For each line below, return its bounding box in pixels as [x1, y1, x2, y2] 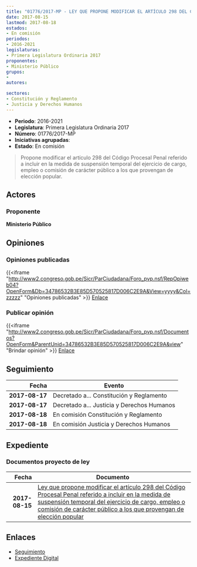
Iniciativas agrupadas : [14, 136, 70, 143]
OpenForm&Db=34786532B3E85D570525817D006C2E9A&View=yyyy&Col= [6, 288, 191, 294]
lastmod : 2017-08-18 [6, 19, 57, 25]
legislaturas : [6, 47, 41, 53]
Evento [104, 382, 124, 390]
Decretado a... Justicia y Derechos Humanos [52, 401, 176, 409]
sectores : [6, 91, 30, 97]
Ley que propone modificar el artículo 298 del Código [37, 483, 186, 491]
